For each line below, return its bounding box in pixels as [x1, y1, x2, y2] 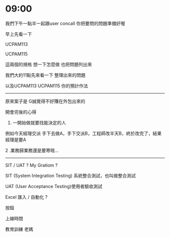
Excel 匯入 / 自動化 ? [5, 194, 48, 200]
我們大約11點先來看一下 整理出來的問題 [5, 72, 86, 78]
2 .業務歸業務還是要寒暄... [5, 147, 59, 153]
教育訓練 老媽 [5, 226, 33, 232]
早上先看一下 [5, 31, 32, 37]
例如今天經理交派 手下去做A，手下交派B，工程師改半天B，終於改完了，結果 [5, 130, 162, 136]
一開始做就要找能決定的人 [12, 120, 66, 126]
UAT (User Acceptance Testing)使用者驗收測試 [5, 183, 103, 189]
